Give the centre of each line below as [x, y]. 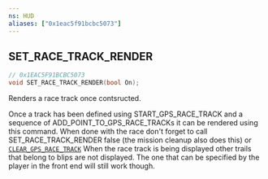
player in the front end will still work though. [82, 166]
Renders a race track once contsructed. [75, 98]
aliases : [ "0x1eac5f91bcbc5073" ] [65, 24]
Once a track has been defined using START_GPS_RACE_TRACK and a [126, 114]
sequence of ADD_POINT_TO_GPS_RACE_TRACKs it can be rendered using [133, 123]
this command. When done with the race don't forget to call [108, 132]
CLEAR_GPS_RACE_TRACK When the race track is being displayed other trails [130, 149]
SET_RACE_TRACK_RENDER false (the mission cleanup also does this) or [130, 140]
